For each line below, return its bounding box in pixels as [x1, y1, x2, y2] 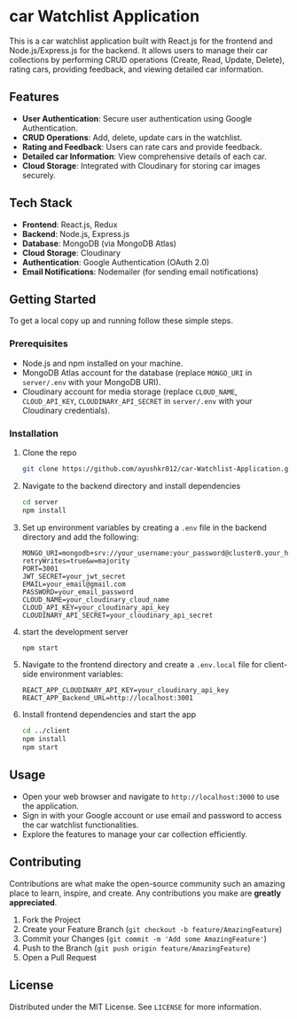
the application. [21, 801, 80, 811]
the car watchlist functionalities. [21, 819, 139, 830]
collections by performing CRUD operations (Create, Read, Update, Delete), [9, 54, 285, 65]
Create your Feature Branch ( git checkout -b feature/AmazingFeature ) [21, 923, 283, 934]
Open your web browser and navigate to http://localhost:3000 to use [21, 791, 280, 802]
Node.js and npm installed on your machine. [21, 358, 184, 368]
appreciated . [9, 897, 58, 907]
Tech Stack [9, 195, 73, 210]
